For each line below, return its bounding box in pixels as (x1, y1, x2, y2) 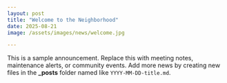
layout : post (7, 10, 45, 17)
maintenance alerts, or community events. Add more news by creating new (7, 61, 221, 69)
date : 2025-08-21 (7, 23, 57, 29)
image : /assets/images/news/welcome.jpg (7, 29, 126, 36)
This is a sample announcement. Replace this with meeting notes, (7, 54, 194, 62)
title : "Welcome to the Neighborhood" (7, 16, 119, 23)
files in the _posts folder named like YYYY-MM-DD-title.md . (7, 69, 171, 77)
